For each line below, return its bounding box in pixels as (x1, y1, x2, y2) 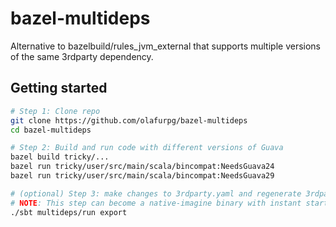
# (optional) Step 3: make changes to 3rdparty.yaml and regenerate (10, 188, 302, 199)
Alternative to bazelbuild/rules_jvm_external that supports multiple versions (10, 40, 322, 52)
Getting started (10, 80, 108, 97)
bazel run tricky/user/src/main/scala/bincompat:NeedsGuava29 (10, 171, 275, 181)
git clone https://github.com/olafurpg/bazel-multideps (10, 115, 248, 126)
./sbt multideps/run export (10, 207, 128, 217)
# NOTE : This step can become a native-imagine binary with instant (10, 198, 302, 208)
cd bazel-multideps (10, 125, 92, 135)
